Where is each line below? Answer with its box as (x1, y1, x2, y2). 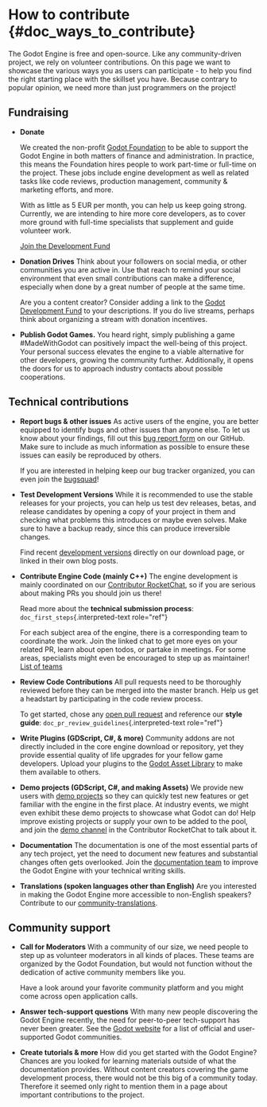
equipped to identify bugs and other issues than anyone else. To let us (19, 425, 250, 434)
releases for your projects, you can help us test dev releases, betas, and (19, 498, 257, 508)
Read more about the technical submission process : (19, 603, 195, 613)
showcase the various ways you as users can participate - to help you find (8, 65, 252, 75)
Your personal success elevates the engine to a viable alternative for (19, 347, 245, 356)
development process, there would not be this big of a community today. (19, 1074, 258, 1083)
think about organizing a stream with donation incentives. (19, 314, 208, 324)
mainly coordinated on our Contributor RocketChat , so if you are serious (19, 579, 256, 589)
